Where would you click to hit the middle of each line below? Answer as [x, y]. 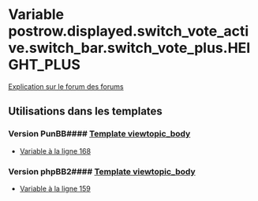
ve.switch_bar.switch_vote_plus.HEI [129, 48]
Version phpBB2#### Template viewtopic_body [102, 171]
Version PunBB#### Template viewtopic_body [99, 134]
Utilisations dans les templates [86, 112]
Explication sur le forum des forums [66, 86]
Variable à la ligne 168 [55, 151]
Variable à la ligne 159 [55, 188]
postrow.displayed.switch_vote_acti [129, 31]
